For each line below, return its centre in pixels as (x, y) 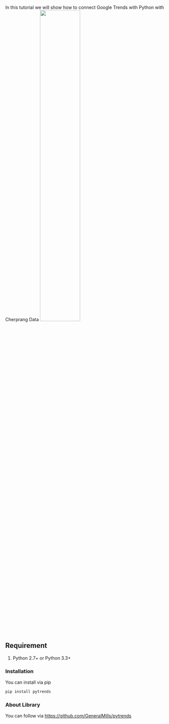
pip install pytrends (28, 692)
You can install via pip (28, 682)
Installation (20, 671)
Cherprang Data (22, 319)
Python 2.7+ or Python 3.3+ (42, 658)
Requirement (26, 646)
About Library (23, 705)
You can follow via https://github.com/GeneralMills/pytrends (68, 716)
